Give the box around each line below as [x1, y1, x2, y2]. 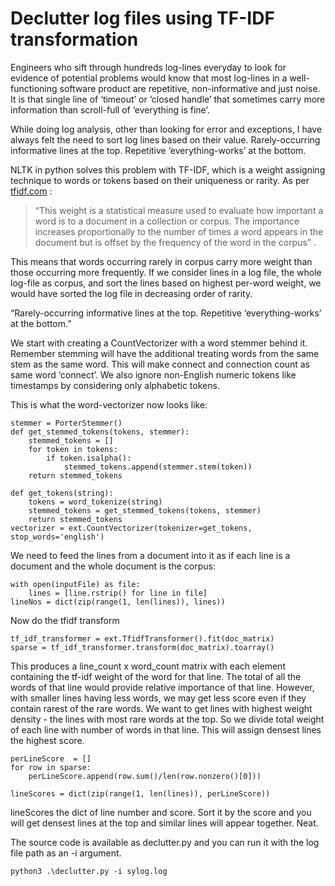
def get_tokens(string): [10, 488, 114, 498]
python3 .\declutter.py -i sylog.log [10, 866, 168, 876]
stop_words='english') [10, 532, 105, 542]
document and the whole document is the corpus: [10, 560, 216, 572]
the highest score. [10, 734, 85, 746]
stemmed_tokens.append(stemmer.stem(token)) [63, 462, 253, 472]
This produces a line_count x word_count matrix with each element [10, 660, 286, 672]
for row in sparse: [10, 762, 92, 772]
